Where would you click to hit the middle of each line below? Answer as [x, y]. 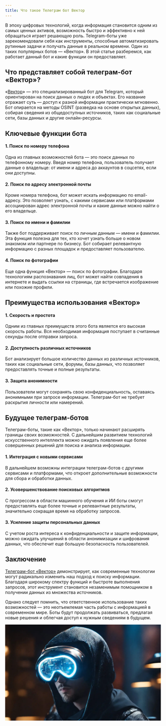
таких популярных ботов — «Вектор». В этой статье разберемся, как [78, 51]
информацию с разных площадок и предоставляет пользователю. [75, 249]
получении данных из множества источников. [54, 592]
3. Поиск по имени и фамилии [38, 222]
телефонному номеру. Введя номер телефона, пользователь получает [80, 163]
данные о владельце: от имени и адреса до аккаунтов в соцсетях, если [81, 168]
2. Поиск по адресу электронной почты [48, 184]
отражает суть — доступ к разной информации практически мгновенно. [82, 102]
